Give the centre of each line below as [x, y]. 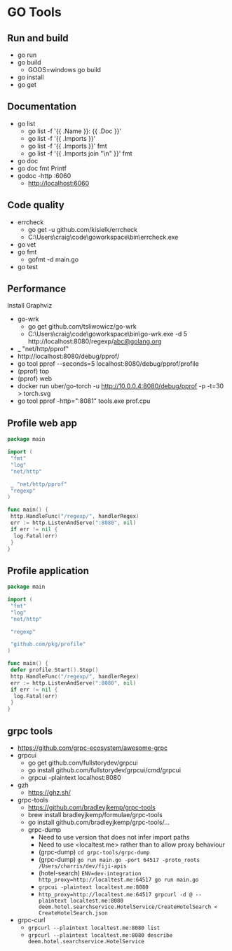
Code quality [36, 205]
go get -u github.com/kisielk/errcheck [83, 229]
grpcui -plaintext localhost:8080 [74, 778]
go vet [27, 244]
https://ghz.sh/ [49, 792]
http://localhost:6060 [59, 183]
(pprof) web [35, 378]
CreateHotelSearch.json [73, 913]
